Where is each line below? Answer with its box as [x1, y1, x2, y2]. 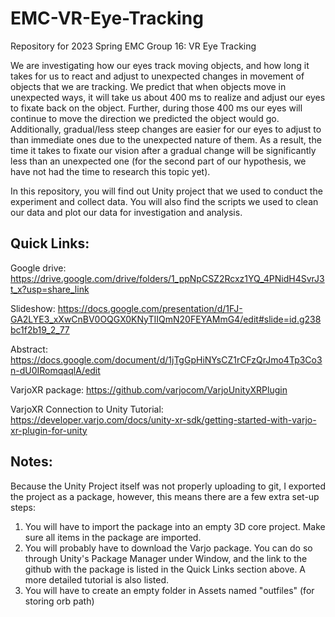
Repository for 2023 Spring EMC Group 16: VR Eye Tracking [10, 40, 257, 52]
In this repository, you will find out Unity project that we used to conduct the [10, 185, 323, 197]
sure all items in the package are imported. [24, 531, 202, 543]
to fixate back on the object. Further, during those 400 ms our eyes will [10, 102, 303, 114]
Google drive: [10, 262, 67, 274]
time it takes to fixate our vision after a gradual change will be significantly [10, 144, 317, 156]
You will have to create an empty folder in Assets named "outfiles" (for [24, 584, 315, 596]
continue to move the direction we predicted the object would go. [10, 112, 280, 124]
